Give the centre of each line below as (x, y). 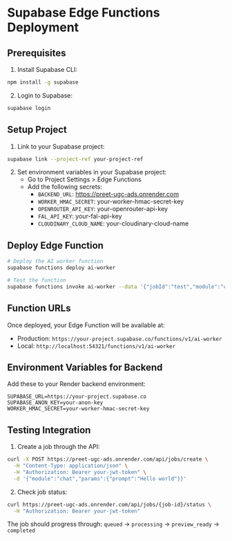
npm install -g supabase (43, 82)
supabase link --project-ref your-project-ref (75, 159)
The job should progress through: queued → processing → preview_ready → (113, 524)
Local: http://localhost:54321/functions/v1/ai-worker (96, 346)
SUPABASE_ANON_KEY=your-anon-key (55, 403)
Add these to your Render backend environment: (77, 384)
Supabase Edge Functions (84, 13)
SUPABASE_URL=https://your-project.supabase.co (77, 397)
